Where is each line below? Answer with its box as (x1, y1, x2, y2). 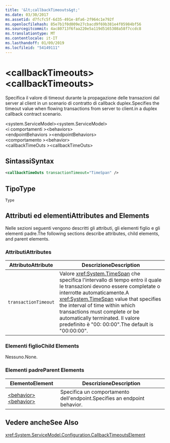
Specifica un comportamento (60, 388, 130, 395)
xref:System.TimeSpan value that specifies (59, 295, 161, 302)
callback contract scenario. (5, 111, 62, 117)
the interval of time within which (59, 302, 136, 309)
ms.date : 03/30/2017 (5, 12, 49, 17)
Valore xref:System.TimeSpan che (59, 270, 141, 277)
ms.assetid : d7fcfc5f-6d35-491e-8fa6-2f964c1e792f (5, 17, 114, 22)
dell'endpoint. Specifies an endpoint (60, 394, 145, 401)
